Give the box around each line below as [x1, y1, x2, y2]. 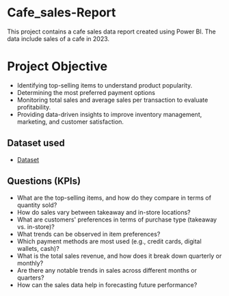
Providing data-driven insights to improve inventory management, [16, 110, 202, 118]
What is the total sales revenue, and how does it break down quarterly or [16, 252, 222, 260]
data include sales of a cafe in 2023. [7, 34, 110, 42]
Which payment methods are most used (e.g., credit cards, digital [16, 237, 202, 245]
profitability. [16, 103, 51, 111]
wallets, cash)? [16, 244, 59, 252]
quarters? [16, 273, 44, 282]
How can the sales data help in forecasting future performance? [16, 280, 198, 288]
